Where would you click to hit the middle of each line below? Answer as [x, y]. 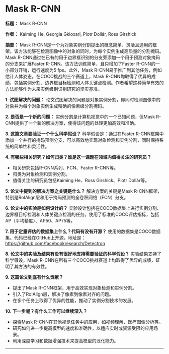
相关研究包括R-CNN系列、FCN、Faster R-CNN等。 [65, 167]
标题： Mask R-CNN [26, 23]
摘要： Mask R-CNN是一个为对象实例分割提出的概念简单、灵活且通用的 [79, 45]
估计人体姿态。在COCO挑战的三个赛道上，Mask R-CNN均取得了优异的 [78, 76]
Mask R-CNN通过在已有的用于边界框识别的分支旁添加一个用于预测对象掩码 [83, 57]
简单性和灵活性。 [31, 146]
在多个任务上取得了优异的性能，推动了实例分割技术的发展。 [74, 300]
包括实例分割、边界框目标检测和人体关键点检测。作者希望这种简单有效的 [89, 82]
